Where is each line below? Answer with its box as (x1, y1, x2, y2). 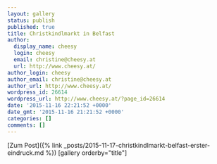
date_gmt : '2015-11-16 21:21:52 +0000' (7, 108, 125, 115)
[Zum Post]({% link (7, 141, 63, 149)
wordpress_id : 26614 (7, 89, 68, 96)
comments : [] (7, 121, 46, 129)
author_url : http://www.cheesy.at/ (7, 82, 112, 89)
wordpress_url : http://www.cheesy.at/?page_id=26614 (7, 96, 166, 103)
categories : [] (7, 115, 52, 122)
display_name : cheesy (13, 43, 77, 50)
